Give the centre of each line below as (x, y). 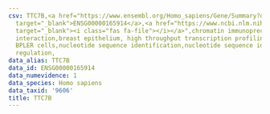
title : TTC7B (30, 98)
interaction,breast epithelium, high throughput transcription (123, 38)
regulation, (36, 53)
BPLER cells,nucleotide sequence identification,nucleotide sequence (134, 46)
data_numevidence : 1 (43, 75)
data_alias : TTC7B (39, 61)
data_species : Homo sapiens (55, 83)
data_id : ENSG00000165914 (51, 68)
